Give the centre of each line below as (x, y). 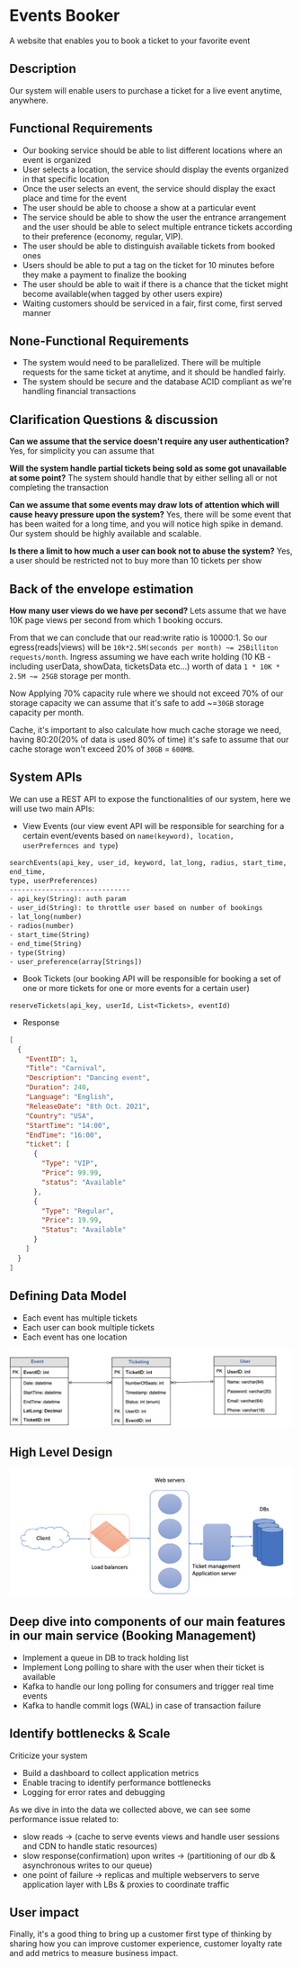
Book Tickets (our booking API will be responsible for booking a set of (151, 979)
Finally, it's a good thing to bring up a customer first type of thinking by (141, 1934)
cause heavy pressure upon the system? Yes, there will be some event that (150, 515)
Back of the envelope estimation (102, 589)
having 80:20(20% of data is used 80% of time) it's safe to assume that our (149, 740)
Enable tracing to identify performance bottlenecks (116, 1782)
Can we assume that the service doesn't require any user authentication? (149, 441)
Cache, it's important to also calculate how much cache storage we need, (146, 730)
